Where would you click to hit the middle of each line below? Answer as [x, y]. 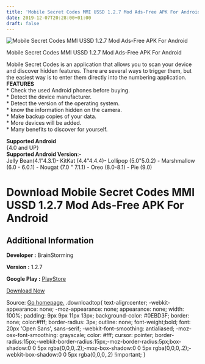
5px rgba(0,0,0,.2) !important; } [107, 355]
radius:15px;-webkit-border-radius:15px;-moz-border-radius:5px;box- [94, 342]
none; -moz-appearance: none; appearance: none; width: [112, 309]
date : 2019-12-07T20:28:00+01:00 [49, 18]
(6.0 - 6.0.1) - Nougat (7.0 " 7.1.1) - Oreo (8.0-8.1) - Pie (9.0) [79, 167]
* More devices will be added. [44, 123]
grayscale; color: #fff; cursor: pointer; [106, 335]
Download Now [26, 291]
